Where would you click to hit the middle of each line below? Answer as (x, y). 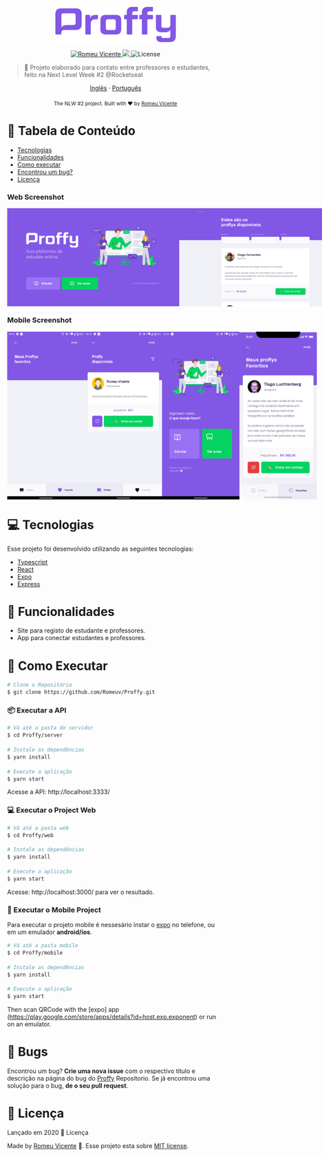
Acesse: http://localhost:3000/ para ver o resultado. (81, 892)
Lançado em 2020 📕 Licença (48, 1132)
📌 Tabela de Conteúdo (71, 130)
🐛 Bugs (28, 1052)
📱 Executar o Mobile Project (54, 910)
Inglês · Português (116, 88)
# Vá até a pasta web (38, 828)
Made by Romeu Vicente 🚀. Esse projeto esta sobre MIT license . (98, 1145)
